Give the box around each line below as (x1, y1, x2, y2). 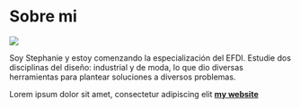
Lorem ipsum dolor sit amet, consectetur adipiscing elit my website (9, 88, 259, 99)
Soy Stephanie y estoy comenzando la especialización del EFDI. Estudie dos (9, 52, 292, 63)
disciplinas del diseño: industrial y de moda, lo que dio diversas (9, 62, 244, 72)
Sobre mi (9, 6, 78, 27)
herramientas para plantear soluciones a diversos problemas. (9, 71, 236, 82)
